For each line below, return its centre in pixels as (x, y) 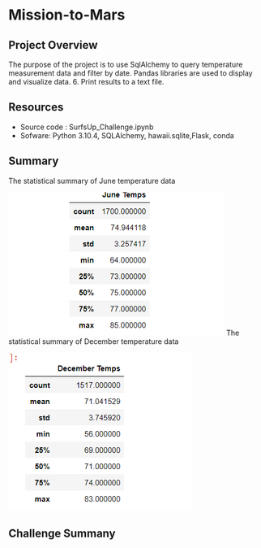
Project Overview (53, 45)
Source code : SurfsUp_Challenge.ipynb (87, 127)
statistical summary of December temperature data (94, 341)
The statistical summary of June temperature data (92, 180)
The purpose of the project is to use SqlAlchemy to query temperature (126, 64)
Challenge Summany (62, 534)
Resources (36, 107)
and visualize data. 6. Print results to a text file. (86, 82)
